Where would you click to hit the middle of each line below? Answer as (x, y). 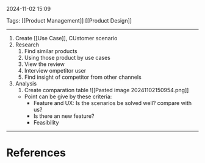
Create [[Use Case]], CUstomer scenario (66, 38)
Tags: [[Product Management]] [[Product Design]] (69, 20)
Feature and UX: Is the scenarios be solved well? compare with (113, 103)
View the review (45, 64)
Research (27, 45)
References (36, 153)
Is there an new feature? (64, 116)
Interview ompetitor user (55, 71)
